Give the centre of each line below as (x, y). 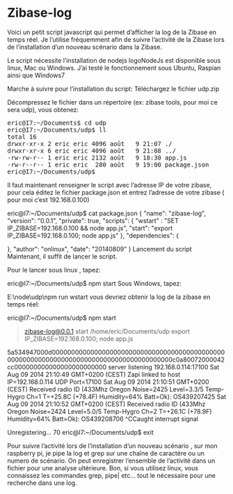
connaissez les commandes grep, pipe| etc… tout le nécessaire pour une (111, 475)
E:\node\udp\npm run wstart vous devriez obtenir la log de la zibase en (109, 297)
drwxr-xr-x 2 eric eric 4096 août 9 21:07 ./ (90, 144)
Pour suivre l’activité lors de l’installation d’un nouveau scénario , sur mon (112, 446)
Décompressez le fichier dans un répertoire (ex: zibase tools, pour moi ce (112, 102)
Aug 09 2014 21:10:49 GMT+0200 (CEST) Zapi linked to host (94, 374)
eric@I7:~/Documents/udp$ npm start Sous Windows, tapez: (95, 283)
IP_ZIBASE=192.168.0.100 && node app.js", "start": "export (90, 228)
